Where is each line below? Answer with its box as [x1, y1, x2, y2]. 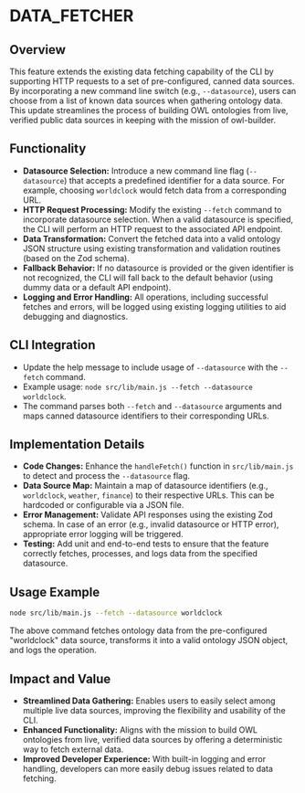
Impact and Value [9, 671, 111, 686]
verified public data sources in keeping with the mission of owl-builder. [9, 115, 277, 125]
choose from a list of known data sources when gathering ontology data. [9, 95, 283, 106]
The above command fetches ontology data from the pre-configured [9, 625, 268, 636]
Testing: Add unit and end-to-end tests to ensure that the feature [22, 538, 269, 549]
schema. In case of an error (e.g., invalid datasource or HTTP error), [22, 519, 279, 530]
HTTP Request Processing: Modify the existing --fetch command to [22, 204, 282, 215]
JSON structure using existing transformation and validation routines [22, 243, 281, 254]
